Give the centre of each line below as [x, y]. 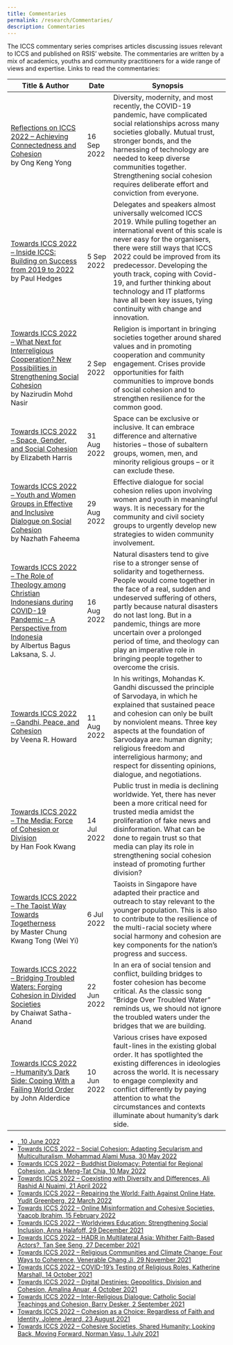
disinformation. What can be [159, 829]
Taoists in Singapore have [155, 884]
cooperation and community [159, 355]
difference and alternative [155, 436]
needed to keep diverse [152, 159]
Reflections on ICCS [43, 128]
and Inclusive [32, 512]
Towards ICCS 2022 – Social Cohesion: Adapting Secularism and [110, 1149]
